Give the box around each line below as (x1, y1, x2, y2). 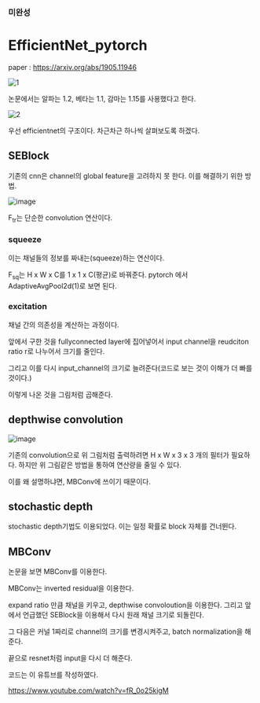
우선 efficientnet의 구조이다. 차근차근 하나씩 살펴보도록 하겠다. (8, 126, 200, 135)
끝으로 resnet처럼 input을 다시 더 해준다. (8, 653, 133, 663)
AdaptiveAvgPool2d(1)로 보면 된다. (8, 281, 118, 290)
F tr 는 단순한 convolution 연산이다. (8, 212, 113, 224)
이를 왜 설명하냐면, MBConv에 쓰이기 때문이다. (8, 477, 152, 486)
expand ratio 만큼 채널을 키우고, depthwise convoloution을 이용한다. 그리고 (8, 600, 244, 610)
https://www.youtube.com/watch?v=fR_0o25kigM (8, 686, 169, 695)
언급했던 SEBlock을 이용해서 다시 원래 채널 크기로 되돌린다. (22, 610, 204, 620)
